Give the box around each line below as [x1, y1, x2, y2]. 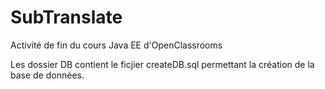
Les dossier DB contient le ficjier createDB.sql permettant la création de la [10, 58, 315, 70]
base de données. [10, 69, 85, 81]
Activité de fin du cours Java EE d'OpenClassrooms [10, 39, 223, 51]
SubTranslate [10, 6, 123, 29]
